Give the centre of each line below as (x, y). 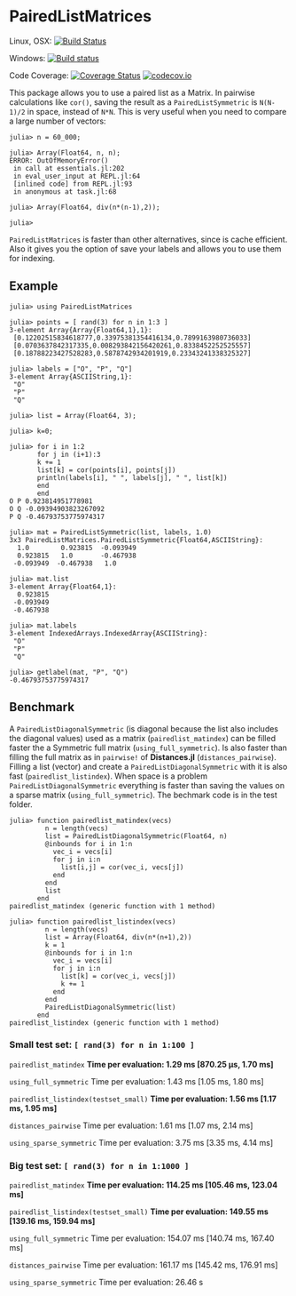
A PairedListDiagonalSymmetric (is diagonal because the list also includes (144, 728)
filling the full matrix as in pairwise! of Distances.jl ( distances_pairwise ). (143, 756)
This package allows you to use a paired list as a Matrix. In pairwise (132, 92)
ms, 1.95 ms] (33, 1108)
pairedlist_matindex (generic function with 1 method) (113, 906)
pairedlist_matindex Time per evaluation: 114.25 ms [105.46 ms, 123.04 (144, 1185)
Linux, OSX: (31, 41)
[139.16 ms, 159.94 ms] (52, 1221)
